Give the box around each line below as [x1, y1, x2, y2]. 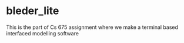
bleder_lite [6, 4, 59, 18]
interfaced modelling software [6, 29, 79, 37]
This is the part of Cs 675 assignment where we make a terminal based [6, 24, 178, 31]
